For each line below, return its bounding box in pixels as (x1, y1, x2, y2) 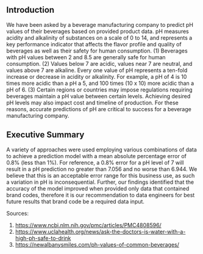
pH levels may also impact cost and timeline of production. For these (6, 99, 179, 106)
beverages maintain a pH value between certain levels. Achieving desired (6, 92, 191, 100)
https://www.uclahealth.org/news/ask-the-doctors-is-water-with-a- (15, 228, 186, 235)
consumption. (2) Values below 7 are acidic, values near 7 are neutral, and (6, 60, 193, 67)
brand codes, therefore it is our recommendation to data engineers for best (6, 191, 195, 198)
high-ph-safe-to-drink (15, 234, 71, 242)
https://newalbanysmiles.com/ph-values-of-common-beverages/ (15, 241, 180, 248)
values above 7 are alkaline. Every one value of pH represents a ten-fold (6, 67, 188, 74)
